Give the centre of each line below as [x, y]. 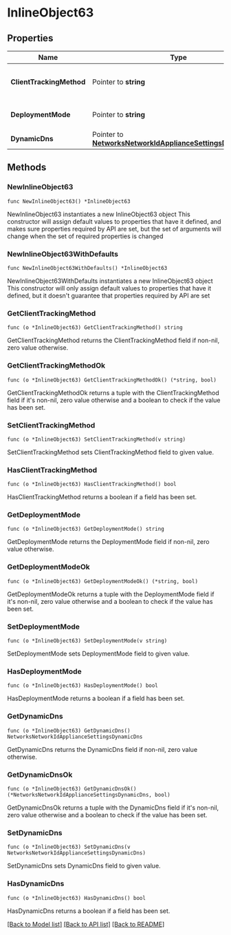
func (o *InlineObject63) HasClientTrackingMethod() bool [92, 484]
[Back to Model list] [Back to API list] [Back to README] [86, 924]
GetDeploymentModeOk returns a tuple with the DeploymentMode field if [111, 594]
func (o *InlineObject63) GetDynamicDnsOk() [72, 789]
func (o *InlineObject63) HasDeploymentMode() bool [82, 686]
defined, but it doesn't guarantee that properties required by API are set [109, 295]
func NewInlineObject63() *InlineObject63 [69, 201]
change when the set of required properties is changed [85, 236]
